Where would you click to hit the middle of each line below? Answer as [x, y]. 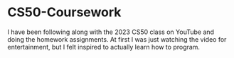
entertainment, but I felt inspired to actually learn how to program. [104, 47]
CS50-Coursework [64, 12]
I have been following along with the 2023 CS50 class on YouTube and [111, 32]
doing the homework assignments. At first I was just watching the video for [117, 39]
